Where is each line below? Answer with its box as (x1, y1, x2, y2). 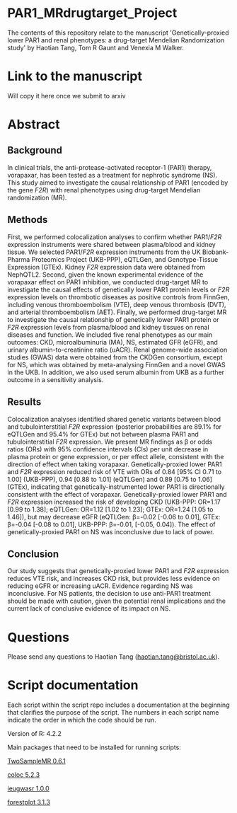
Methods (7, 214, 48, 226)
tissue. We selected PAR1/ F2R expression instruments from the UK (7, 248, 201, 256)
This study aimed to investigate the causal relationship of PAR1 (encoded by (7, 178, 229, 187)
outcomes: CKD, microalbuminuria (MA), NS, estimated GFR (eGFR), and (7, 338, 218, 346)
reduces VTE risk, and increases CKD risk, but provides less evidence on (7, 575, 220, 583)
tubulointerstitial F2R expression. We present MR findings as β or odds (7, 437, 213, 446)
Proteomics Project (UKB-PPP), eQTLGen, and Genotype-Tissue (31, 255, 219, 263)
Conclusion (7, 548, 59, 560)
